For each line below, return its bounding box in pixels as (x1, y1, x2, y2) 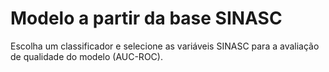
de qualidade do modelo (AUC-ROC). (10, 50, 163, 62)
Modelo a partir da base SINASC (10, 7, 283, 30)
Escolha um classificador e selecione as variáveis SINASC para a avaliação (10, 40, 320, 52)
